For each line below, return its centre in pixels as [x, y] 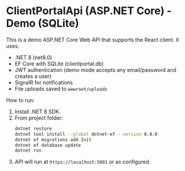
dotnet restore [33, 129]
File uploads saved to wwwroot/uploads [61, 88]
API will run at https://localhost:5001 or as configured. [82, 162]
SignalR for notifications [44, 82]
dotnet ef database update [48, 145]
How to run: [20, 100]
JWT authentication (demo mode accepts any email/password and [95, 70]
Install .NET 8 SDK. [37, 111]
